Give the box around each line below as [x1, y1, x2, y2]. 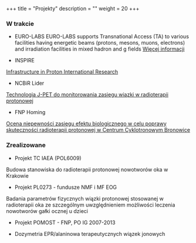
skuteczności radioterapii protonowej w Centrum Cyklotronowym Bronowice [6, 127, 191, 134]
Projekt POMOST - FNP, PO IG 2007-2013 [14, 219, 116, 226]
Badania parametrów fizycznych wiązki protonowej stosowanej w [6, 195, 164, 202]
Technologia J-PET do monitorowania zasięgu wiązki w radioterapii [6, 91, 169, 98]
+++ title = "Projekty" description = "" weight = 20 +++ [6, 5, 140, 12]
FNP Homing [14, 109, 46, 116]
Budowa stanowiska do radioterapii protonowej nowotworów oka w [6, 166, 168, 173]
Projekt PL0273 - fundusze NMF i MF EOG [14, 184, 117, 191]
